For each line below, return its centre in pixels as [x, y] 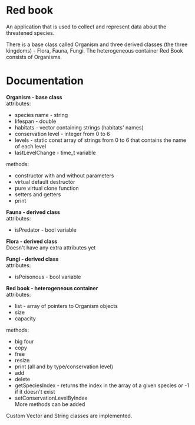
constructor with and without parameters [64, 176]
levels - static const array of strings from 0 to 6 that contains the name [100, 140]
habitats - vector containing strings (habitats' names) [79, 127]
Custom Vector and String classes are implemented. [69, 416]
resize [22, 360]
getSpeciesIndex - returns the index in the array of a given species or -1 [102, 385]
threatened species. [30, 33]
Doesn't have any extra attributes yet [51, 247]
